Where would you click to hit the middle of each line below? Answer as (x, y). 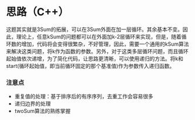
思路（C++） (37, 12)
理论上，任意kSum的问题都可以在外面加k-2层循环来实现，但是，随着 (99, 36)
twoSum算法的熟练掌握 (42, 111)
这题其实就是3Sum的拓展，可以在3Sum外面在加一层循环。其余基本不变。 (95, 29)
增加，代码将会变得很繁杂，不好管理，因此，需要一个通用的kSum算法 (105, 44)
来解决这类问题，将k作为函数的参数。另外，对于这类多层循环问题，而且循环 (97, 51)
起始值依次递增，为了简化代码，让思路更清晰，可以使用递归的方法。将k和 (95, 59)
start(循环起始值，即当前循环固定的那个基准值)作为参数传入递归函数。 (90, 66)
